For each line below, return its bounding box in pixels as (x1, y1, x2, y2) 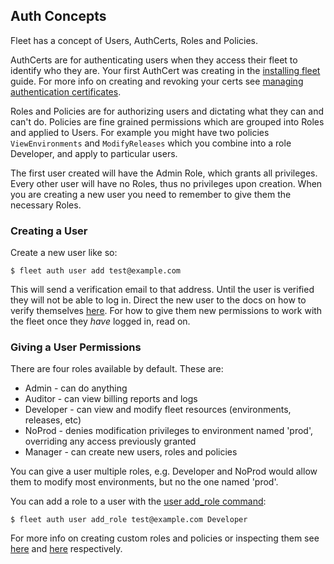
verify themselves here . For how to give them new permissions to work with (10, 305, 323, 317)
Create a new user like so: (10, 247, 118, 259)
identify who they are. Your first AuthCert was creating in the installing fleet (10, 64, 321, 76)
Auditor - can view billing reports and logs (24, 393, 198, 405)
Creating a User (10, 224, 88, 238)
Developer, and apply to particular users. (10, 147, 178, 159)
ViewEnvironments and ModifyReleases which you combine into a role (10, 137, 292, 149)
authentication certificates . (10, 85, 122, 98)
